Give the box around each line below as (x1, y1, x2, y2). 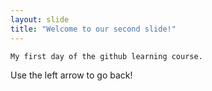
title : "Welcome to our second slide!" (10, 24, 177, 34)
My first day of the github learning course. (10, 51, 203, 61)
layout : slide (10, 14, 70, 25)
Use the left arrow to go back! (10, 69, 133, 81)
